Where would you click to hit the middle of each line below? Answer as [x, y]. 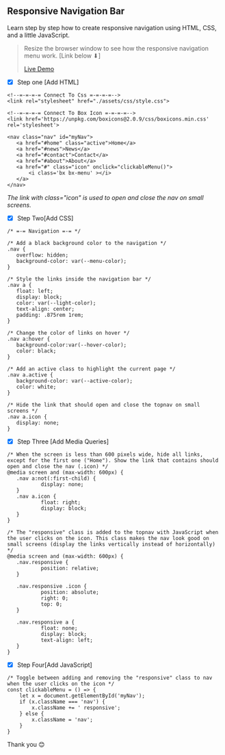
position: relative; [70, 568]
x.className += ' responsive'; [76, 708]
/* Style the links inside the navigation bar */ [79, 279]
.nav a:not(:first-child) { [56, 478]
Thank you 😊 [26, 745]
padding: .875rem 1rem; [50, 315]
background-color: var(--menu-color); [71, 261]
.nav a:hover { [29, 339]
